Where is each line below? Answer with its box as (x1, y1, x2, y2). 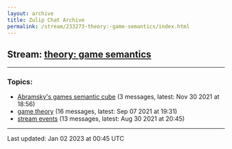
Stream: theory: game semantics (7, 48, 152, 60)
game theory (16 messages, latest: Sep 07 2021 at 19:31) (17, 108, 177, 116)
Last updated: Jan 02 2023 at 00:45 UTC (7, 135, 124, 143)
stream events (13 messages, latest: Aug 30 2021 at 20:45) (17, 115, 185, 123)
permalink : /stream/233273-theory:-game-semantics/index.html (7, 23, 190, 30)
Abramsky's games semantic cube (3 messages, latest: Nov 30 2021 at (17, 92, 220, 101)
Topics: (7, 77, 33, 87)
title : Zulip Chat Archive (7, 17, 85, 23)
